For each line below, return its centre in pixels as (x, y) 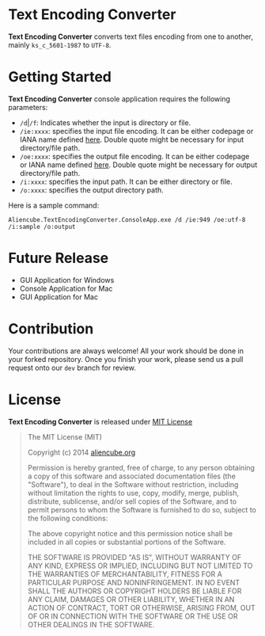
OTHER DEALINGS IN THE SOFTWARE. (91, 624)
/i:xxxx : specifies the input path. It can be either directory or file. (126, 181)
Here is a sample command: (54, 205)
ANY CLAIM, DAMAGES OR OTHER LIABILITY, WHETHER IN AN (131, 599)
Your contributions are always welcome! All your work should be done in (126, 351)
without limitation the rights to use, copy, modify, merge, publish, (133, 493)
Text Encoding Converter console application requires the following (119, 99)
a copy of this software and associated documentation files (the (131, 476)
